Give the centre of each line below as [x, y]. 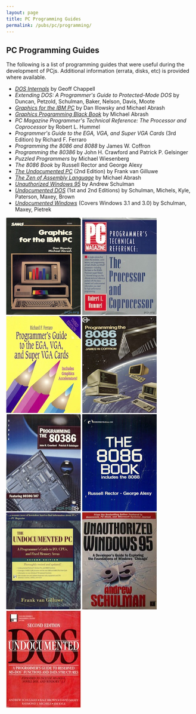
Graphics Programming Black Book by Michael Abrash [82, 114]
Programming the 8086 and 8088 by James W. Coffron [83, 146]
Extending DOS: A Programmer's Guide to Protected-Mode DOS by [97, 95]
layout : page [22, 13]
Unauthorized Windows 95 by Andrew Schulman [74, 184]
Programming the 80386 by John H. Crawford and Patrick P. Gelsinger [102, 152]
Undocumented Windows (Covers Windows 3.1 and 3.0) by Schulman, [100, 203]
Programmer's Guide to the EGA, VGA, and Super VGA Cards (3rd [95, 133]
